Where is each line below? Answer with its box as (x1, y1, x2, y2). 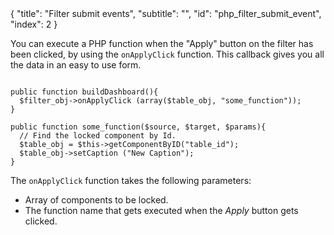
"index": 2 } (10, 18, 58, 30)
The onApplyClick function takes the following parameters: (10, 175, 252, 186)
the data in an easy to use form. (10, 59, 142, 71)
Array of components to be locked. (24, 194, 169, 206)
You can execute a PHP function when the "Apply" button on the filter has (10, 38, 314, 49)
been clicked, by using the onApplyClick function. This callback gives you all (10, 48, 325, 60)
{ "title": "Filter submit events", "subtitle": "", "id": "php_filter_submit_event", (10, 8, 322, 19)
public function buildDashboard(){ (10, 87, 159, 97)
